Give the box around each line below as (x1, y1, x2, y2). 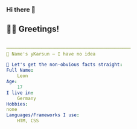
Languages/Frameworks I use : (6, 112, 80, 118)
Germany (17, 95, 36, 101)
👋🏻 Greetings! (6, 24, 59, 34)
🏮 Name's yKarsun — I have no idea (6, 51, 96, 57)
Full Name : (6, 68, 34, 74)
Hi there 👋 (6, 5, 36, 14)
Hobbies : (6, 101, 28, 107)
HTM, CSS (17, 118, 39, 124)
